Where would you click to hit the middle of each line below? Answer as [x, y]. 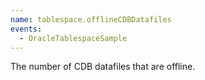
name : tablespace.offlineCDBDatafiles [91, 19]
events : [26, 29]
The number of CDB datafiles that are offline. [103, 67]
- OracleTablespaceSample [73, 38]
